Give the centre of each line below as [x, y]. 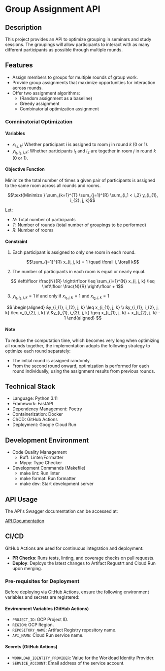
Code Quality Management [40, 452]
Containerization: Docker [37, 414]
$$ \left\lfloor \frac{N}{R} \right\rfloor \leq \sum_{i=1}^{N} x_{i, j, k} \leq [83, 281]
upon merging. [27, 568]
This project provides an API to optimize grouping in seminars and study [78, 39]
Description [23, 27]
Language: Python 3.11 [35, 398]
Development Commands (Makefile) [49, 468]
